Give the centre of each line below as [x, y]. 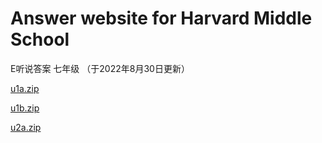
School [40, 39]
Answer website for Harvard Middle [161, 18]
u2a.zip [26, 127]
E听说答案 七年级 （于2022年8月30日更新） [100, 68]
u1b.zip [25, 108]
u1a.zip [25, 88]
